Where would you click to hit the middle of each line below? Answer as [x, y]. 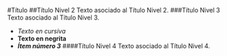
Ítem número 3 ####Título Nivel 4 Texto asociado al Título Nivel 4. [113, 46]
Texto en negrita [42, 38]
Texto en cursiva [42, 31]
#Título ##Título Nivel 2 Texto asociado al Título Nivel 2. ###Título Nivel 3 [114, 10]
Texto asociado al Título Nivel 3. [53, 17]
